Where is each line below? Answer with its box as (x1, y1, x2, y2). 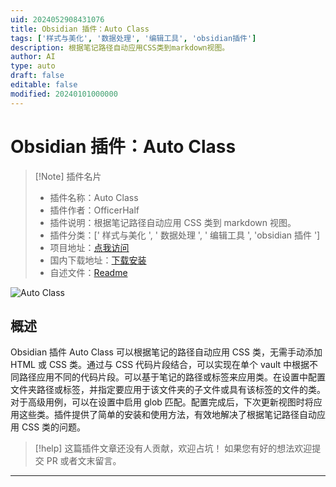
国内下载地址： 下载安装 (49, 254, 147, 266)
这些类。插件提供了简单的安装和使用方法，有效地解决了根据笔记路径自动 (18, 409, 317, 421)
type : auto (10, 61, 56, 71)
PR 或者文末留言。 (46, 455, 122, 467)
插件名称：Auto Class (49, 191, 139, 203)
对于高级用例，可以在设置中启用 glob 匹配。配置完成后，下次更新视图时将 (10, 396, 314, 408)
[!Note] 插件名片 (34, 170, 102, 182)
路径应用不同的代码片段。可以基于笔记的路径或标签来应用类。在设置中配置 (18, 371, 326, 383)
